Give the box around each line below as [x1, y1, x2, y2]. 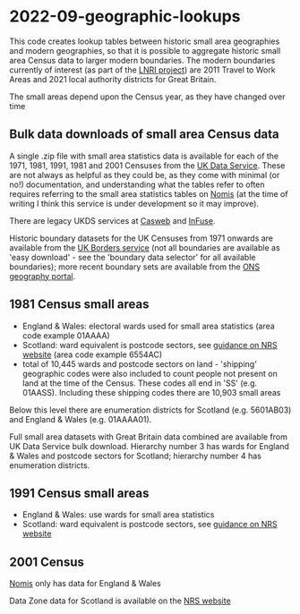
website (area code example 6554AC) [21, 349, 163, 360]
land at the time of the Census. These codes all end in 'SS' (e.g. [21, 378, 258, 388]
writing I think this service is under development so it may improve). [9, 198, 260, 209]
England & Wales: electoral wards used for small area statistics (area [21, 320, 275, 331]
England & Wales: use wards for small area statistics [21, 509, 215, 520]
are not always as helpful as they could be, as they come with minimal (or [9, 169, 280, 180]
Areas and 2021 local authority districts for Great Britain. [9, 73, 217, 84]
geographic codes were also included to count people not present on [21, 368, 278, 379]
